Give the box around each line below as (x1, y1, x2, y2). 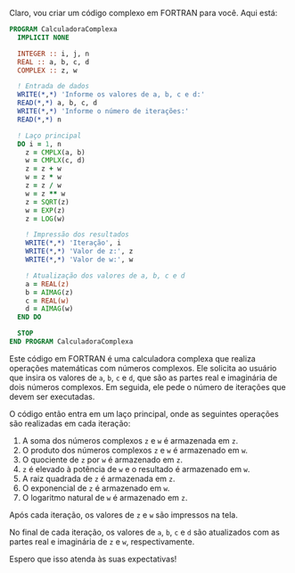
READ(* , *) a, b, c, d (17, 98, 98, 108)
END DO (17, 312, 42, 322)
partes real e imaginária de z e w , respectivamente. (9, 536, 195, 547)
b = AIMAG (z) (25, 287, 74, 297)
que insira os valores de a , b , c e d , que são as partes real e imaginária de (9, 372, 278, 383)
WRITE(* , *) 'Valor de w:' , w (25, 255, 134, 264)
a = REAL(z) (25, 279, 70, 288)
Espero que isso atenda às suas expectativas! (9, 553, 177, 564)
